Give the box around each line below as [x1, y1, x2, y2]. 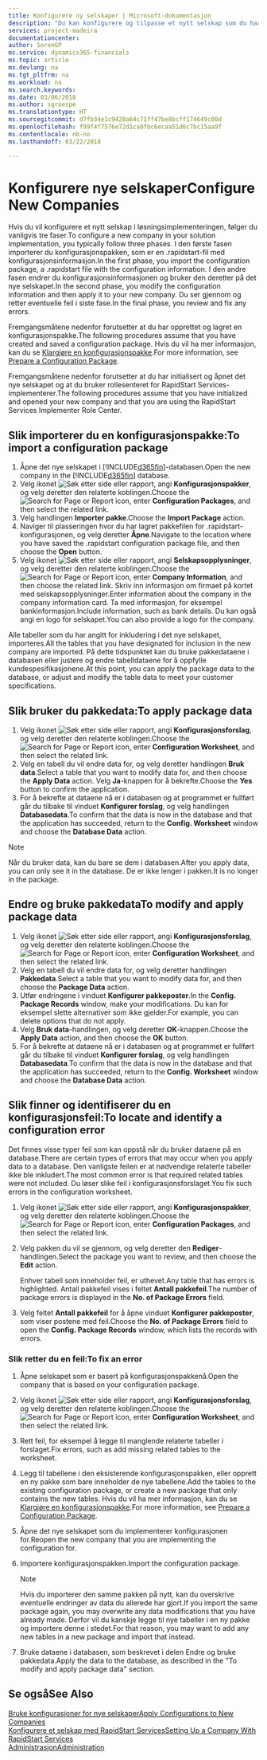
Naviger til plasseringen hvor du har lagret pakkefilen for [19, 521, 205, 531]
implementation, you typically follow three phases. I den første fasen [8, 239, 233, 249]
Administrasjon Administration [8, 1742, 105, 1752]
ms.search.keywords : [8, 85, 77, 94]
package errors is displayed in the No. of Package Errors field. [19, 1292, 225, 1302]
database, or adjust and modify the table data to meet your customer [8, 673, 234, 682]
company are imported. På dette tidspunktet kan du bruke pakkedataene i [8, 647, 250, 657]
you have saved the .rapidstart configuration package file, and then [19, 539, 241, 548]
